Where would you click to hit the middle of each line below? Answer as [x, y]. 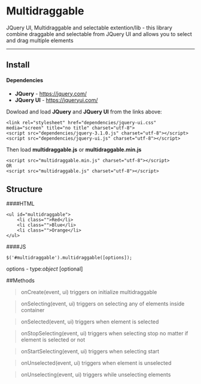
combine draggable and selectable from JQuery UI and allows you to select [99, 34]
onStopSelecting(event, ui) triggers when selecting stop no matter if [104, 334]
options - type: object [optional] [45, 269]
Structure [25, 189]
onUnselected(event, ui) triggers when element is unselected [96, 363]
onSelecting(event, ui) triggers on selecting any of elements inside [103, 304]
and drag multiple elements [40, 40]
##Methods [20, 281]
